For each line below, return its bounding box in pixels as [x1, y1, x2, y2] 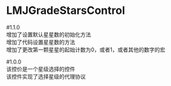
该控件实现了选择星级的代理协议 [6, 73, 86, 80]
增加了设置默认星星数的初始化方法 [6, 31, 91, 38]
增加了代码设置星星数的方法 [6, 38, 76, 45]
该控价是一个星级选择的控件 [6, 65, 76, 73]
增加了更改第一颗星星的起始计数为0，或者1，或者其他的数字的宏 [6, 46, 166, 53]
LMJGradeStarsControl [6, 4, 126, 18]
